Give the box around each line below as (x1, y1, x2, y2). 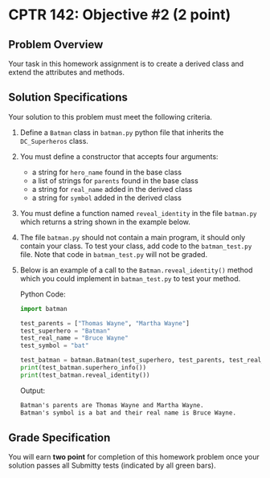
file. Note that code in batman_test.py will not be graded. (19, 249, 207, 259)
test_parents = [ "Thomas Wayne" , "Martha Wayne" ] (19, 319, 190, 327)
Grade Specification (8, 431, 111, 444)
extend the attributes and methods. (8, 67, 125, 77)
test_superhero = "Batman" (19, 327, 111, 335)
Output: (19, 386, 46, 395)
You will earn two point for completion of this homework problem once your (8, 452, 260, 462)
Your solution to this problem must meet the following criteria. (8, 112, 213, 121)
